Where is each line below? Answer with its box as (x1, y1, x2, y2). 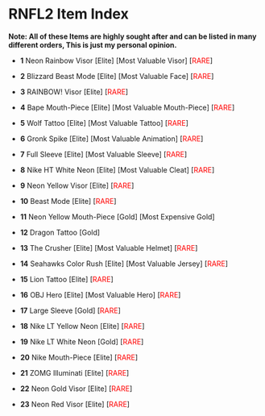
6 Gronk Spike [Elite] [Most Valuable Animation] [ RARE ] (19, 134, 204, 144)
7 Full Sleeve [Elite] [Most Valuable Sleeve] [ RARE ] (19, 149, 188, 159)
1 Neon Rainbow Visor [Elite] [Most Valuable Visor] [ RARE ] (19, 56, 213, 65)
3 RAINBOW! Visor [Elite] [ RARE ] (19, 86, 129, 97)
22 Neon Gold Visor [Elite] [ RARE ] (19, 384, 133, 393)
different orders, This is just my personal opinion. (8, 40, 177, 49)
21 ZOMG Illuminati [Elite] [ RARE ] (19, 368, 130, 377)
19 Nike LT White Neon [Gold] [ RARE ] (19, 336, 144, 347)
